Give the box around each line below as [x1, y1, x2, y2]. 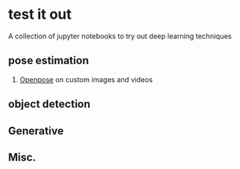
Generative [8, 124, 65, 138]
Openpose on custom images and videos [19, 74, 153, 84]
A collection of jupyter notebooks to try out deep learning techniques [8, 31, 232, 41]
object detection [8, 98, 90, 111]
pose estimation [8, 54, 89, 67]
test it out [8, 5, 72, 23]
